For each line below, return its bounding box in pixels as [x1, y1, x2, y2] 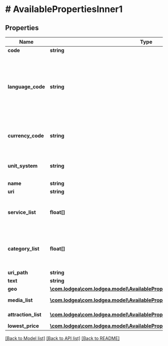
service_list [7, 209, 36, 215]
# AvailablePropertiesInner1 [5, 4, 123, 15]
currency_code [7, 132, 44, 139]
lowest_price [7, 322, 39, 329]
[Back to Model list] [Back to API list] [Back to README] [5, 335, 120, 341]
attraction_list [7, 311, 41, 318]
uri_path [7, 269, 28, 276]
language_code [7, 83, 45, 90]
